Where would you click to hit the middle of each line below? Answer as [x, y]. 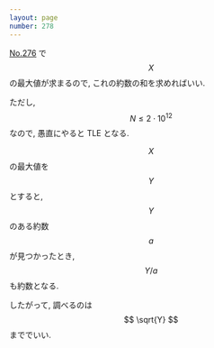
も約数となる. [34, 286]
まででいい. [31, 335]
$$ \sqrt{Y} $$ [151, 320]
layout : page [34, 18]
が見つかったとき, [42, 256]
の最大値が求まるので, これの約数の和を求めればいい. [107, 83]
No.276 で [28, 53]
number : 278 [31, 26]
